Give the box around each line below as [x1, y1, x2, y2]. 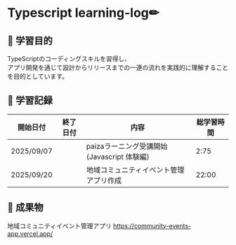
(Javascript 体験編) [86, 152, 150, 161]
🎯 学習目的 [7, 34, 53, 46]
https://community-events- [113, 221, 192, 230]
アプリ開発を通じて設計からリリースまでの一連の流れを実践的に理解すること [7, 63, 229, 72]
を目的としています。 [7, 72, 69, 80]
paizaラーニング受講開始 [86, 141, 168, 151]
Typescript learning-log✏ [7, 5, 159, 21]
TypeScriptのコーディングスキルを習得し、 [7, 55, 131, 62]
